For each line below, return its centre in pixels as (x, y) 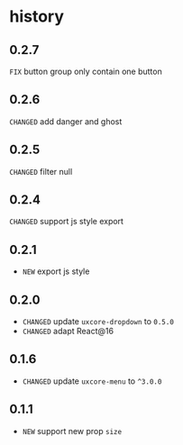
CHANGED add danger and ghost (66, 121)
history (37, 17)
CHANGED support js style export (67, 222)
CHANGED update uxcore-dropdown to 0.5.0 (98, 322)
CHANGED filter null (41, 171)
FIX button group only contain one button (86, 71)
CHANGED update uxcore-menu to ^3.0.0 (92, 381)
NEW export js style (56, 271)
